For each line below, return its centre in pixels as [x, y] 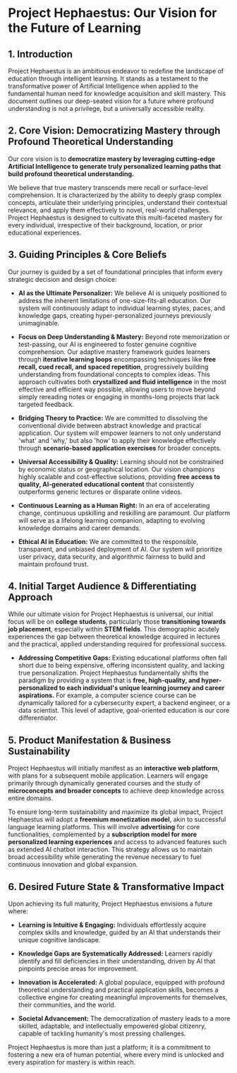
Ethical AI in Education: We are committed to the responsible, [108, 541]
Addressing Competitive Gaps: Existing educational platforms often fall [123, 658]
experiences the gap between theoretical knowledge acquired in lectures [114, 636]
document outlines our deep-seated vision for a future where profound [111, 101]
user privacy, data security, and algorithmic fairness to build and [111, 557]
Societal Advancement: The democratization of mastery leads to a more [124, 1019]
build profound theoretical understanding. [71, 174]
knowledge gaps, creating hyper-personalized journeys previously [115, 315]
